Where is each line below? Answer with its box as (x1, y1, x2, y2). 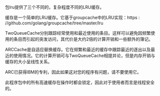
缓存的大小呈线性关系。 (5, 59, 52, 64)
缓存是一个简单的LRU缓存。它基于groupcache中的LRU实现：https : (5, 15, 140, 20)
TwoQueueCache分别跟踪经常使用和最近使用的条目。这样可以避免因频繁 (5, 30, 151, 36)
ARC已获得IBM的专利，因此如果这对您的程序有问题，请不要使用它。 (5, 69, 141, 75)
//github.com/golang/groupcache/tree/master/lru (5, 20, 103, 26)
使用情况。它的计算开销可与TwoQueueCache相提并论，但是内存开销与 (13, 53, 155, 58)
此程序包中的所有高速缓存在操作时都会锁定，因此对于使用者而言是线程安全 (5, 79, 155, 85)
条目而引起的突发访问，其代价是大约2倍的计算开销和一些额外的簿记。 (13, 36, 153, 42)
